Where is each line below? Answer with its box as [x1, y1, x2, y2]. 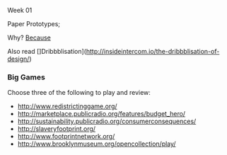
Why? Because [7, 33, 51, 42]
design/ [7, 54, 30, 63]
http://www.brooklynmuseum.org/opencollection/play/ [17, 139, 176, 148]
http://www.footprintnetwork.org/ [17, 132, 115, 141]
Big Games [7, 72, 46, 82]
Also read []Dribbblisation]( [7, 47, 87, 55]
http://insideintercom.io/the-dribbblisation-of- [86, 47, 220, 55]
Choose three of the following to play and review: [7, 88, 151, 97]
